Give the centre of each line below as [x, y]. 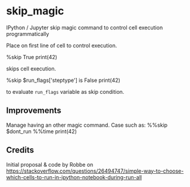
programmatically [28, 33]
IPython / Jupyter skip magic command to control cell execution [85, 27]
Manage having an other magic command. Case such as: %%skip [87, 125]
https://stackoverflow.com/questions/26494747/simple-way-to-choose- [95, 171]
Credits [20, 150]
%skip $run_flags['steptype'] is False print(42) [63, 80]
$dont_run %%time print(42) [42, 131]
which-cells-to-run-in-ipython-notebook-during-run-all [74, 177]
